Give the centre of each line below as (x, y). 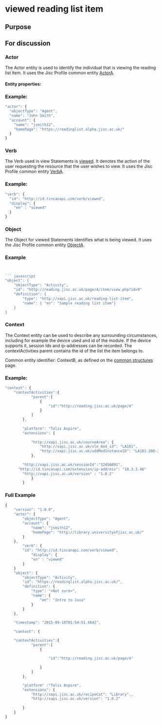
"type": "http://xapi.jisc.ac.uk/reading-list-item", (78, 299)
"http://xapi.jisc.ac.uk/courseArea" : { (72, 442)
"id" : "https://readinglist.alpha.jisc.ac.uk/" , (73, 582)
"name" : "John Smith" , (32, 116)
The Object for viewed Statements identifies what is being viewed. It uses (78, 240)
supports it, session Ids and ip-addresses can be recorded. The (69, 345)
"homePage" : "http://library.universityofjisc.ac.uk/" (88, 532)
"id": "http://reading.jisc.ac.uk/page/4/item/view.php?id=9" (78, 290)
